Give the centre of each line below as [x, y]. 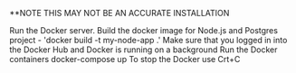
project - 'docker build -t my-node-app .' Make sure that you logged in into [148, 40]
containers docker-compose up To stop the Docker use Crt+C [125, 59]
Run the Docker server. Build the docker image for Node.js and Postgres [144, 30]
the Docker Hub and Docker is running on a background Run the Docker [143, 50]
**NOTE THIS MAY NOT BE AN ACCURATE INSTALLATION [119, 13]
